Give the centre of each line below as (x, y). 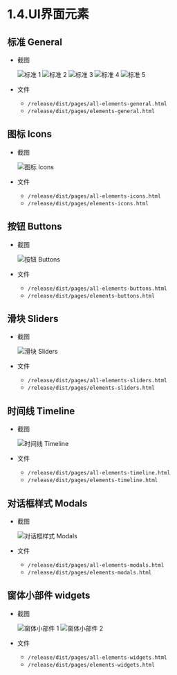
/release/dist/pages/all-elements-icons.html (94, 196)
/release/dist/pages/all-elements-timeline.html (99, 473)
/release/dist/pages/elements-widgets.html (91, 665)
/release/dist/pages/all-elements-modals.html (96, 565)
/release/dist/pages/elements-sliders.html (91, 388)
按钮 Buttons (35, 227)
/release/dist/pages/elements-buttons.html (91, 296)
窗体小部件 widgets (49, 596)
